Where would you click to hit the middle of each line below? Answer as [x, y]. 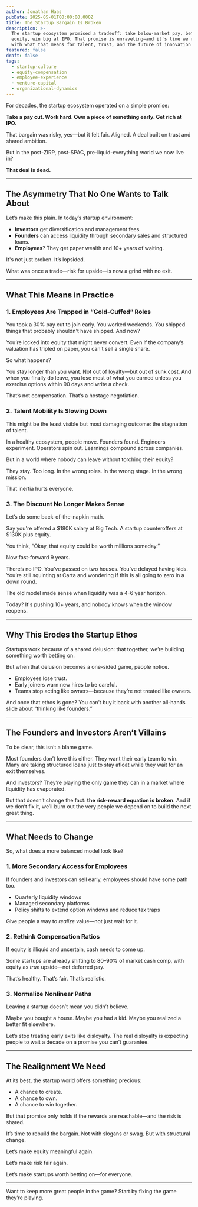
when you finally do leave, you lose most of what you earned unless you [94, 378]
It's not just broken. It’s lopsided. [46, 259]
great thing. [20, 813]
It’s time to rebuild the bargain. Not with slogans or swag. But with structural [98, 1134]
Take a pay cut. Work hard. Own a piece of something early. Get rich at [94, 117]
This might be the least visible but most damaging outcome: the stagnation [97, 424]
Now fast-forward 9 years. [38, 557]
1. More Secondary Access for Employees [67, 866]
